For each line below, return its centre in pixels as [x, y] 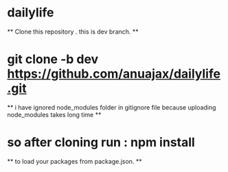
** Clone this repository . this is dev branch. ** [73, 32]
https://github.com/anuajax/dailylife [114, 74]
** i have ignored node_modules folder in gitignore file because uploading [112, 107]
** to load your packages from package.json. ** [75, 161]
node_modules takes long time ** [54, 114]
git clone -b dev [53, 59]
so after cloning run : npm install [101, 143]
